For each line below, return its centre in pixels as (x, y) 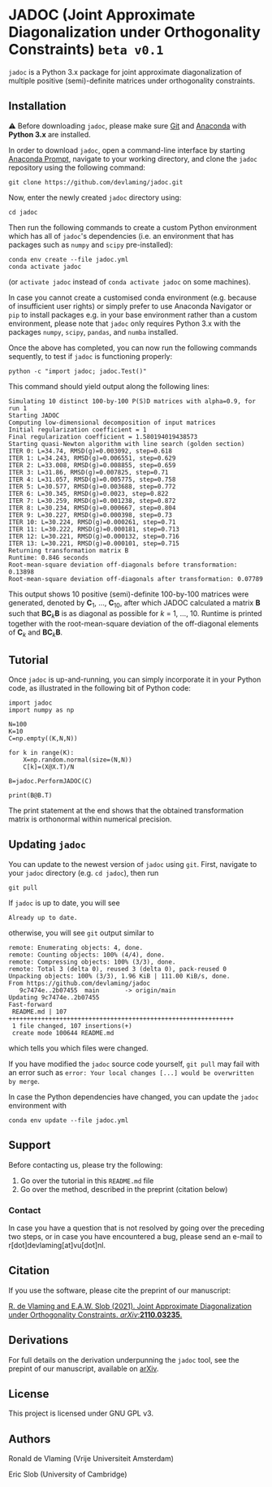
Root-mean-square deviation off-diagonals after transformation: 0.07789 (136, 579)
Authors (30, 1439)
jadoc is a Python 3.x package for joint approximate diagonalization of (125, 72)
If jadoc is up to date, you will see (64, 903)
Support (30, 1145)
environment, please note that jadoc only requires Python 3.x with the (125, 323)
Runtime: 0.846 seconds (49, 557)
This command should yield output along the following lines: (109, 386)
